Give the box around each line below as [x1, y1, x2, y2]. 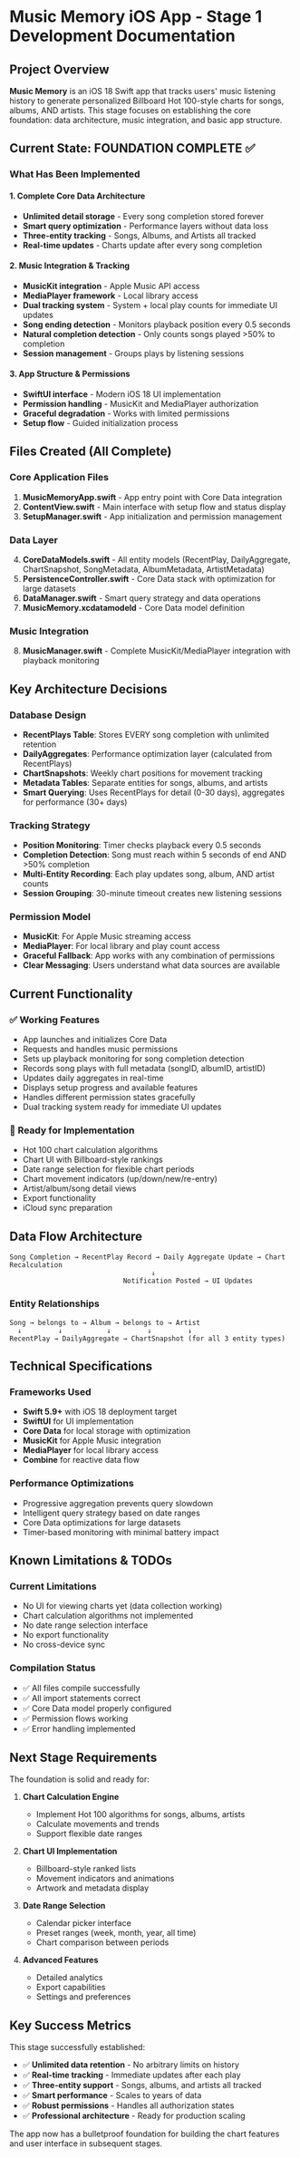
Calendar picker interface [35, 1918, 131, 1929]
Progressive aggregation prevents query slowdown [22, 1497, 214, 1508]
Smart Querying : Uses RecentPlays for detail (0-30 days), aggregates [22, 787, 285, 798]
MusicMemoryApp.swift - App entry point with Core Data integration [22, 491, 283, 502]
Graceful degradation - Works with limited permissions [22, 408, 230, 419]
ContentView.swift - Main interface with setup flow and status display [22, 501, 286, 512]
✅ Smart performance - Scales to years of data [22, 2090, 202, 2101]
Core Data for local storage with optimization [22, 1426, 191, 1437]
